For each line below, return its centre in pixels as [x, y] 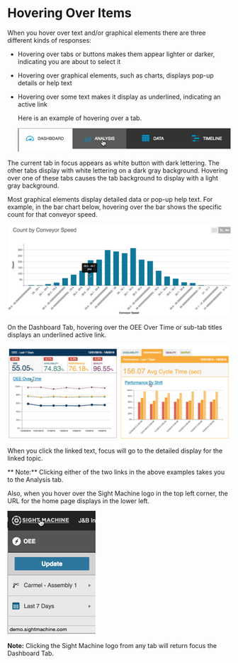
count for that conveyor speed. [52, 215]
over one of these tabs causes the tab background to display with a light [113, 178]
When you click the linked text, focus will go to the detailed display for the [115, 451]
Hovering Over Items [70, 13]
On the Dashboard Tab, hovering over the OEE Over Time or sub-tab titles [115, 327]
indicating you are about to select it [69, 61]
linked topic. [25, 458]
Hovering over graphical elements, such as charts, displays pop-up [115, 75]
